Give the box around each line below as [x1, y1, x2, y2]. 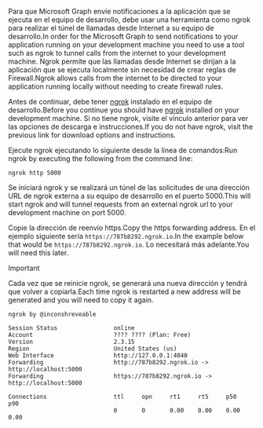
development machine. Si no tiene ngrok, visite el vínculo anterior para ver [8, 114, 249, 123]
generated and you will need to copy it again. [8, 295, 155, 305]
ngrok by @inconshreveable [8, 310, 97, 318]
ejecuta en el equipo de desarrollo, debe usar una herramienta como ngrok [8, 15, 251, 24]
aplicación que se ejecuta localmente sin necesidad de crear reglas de [8, 65, 236, 74]
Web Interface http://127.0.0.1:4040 [8, 352, 188, 360]
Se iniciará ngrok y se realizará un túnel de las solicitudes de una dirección [8, 183, 250, 192]
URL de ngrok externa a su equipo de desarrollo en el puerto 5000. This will [8, 192, 251, 200]
